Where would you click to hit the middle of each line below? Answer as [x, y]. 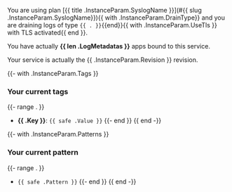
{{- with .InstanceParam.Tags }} [53, 73]
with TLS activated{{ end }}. [47, 32]
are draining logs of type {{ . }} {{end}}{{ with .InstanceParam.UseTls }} [112, 25]
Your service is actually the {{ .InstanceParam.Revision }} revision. [103, 60]
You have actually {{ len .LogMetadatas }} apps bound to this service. [109, 46]
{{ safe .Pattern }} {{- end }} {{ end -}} [77, 181]
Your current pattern [43, 153]
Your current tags [38, 91]
